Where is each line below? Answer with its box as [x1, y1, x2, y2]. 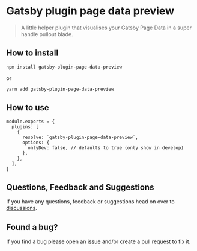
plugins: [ [11, 123, 39, 130]
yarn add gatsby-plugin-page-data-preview [6, 86, 114, 92]
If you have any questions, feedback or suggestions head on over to [6, 198, 175, 205]
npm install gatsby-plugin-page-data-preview [6, 64, 122, 70]
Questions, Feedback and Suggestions [6, 182, 154, 192]
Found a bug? [6, 222, 58, 232]
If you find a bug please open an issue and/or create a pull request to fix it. [6, 238, 191, 245]
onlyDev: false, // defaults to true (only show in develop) [28, 144, 184, 151]
